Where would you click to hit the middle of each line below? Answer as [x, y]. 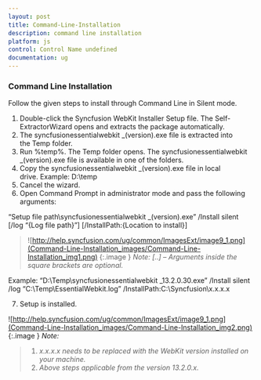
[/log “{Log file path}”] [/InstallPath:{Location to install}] [98, 225]
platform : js [29, 42]
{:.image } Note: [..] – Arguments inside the [168, 257]
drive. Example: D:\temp [58, 177]
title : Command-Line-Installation [65, 25]
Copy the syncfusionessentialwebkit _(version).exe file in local [120, 168]
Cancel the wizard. [50, 185]
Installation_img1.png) [62, 257]
